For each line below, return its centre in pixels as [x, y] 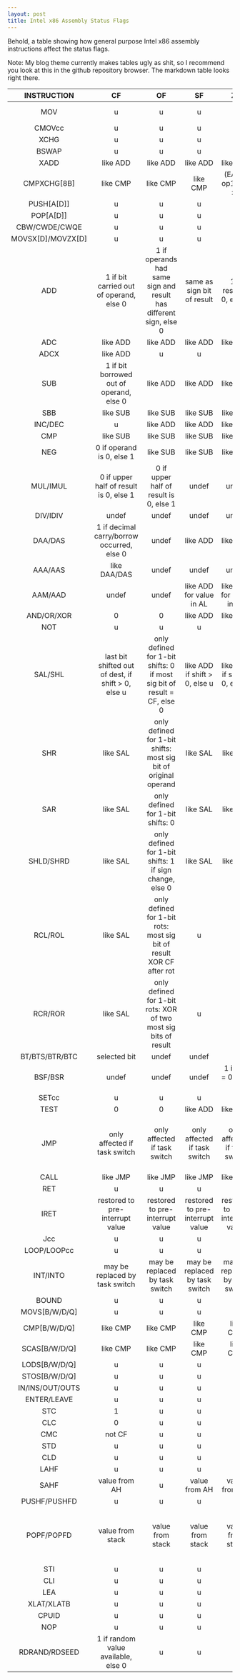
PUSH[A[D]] [49, 204]
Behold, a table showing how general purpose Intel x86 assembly [104, 41]
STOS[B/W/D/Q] [49, 1376]
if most [161, 674]
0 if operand [116, 447]
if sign [161, 870]
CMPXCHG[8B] [49, 183]
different [161, 313]
